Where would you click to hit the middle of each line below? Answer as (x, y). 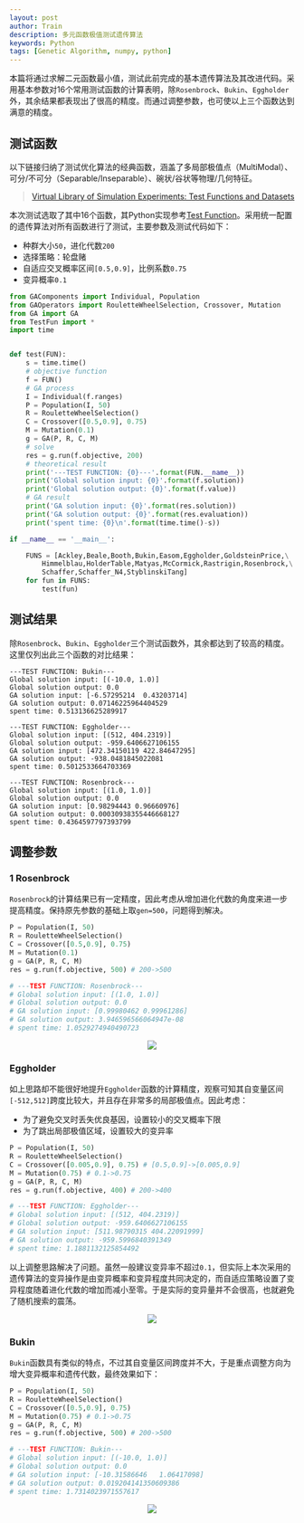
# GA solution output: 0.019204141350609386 (95, 1483)
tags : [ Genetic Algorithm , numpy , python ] (90, 52)
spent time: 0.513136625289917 (68, 711)
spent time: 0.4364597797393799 (70, 822)
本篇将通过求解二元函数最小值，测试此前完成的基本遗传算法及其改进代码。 (148, 79)
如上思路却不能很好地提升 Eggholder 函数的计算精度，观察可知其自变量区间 (147, 1089)
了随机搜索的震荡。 (45, 1300)
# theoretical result (66, 464)
